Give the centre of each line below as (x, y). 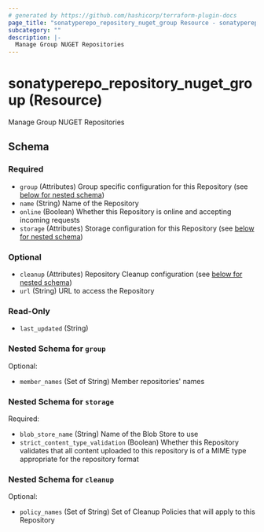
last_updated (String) (54, 328)
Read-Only (29, 311)
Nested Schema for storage (61, 401)
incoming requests (49, 220)
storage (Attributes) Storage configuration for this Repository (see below (137, 228)
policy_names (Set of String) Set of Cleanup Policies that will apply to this (137, 512)
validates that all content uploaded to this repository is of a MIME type (133, 450)
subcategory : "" (35, 30)
